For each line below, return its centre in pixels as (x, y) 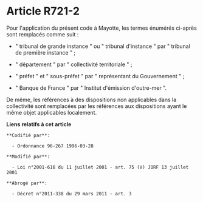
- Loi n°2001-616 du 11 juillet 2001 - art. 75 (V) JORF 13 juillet (100, 167)
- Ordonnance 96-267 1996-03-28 (53, 146)
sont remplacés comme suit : (43, 34)
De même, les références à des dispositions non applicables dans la (91, 99)
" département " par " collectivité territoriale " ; (74, 64)
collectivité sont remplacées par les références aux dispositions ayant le (97, 106)
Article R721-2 (43, 11)
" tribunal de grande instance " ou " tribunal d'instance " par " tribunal (102, 46)
